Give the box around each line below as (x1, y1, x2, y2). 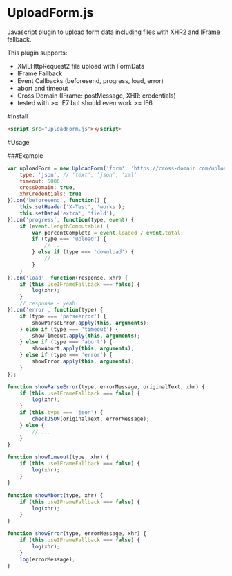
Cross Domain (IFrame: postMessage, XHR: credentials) (17, 91, 176, 100)
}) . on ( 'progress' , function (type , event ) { (7, 216, 135, 223)
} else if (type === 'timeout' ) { (19, 325, 119, 333)
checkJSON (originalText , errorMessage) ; (32, 415, 150, 423)
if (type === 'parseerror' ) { (19, 313, 107, 320)
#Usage (7, 138, 30, 146)
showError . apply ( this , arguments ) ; (32, 358, 135, 365)
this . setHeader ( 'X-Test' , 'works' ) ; (19, 204, 126, 210)
